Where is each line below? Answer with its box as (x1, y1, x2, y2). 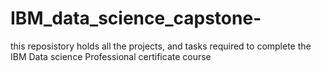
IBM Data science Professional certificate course (10, 50, 212, 62)
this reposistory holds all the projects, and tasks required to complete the (10, 40, 312, 52)
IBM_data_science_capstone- (10, 7, 262, 30)
